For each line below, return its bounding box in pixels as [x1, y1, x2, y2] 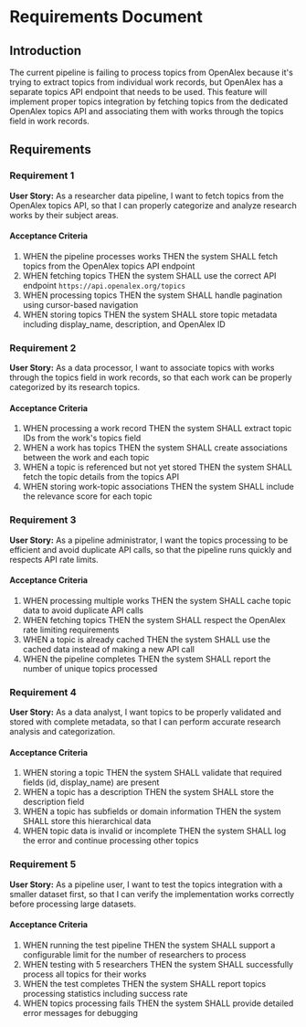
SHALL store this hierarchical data [22, 816, 152, 827]
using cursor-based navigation [22, 299, 139, 310]
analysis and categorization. [9, 726, 116, 737]
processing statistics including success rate [22, 988, 188, 999]
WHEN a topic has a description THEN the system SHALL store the [22, 787, 274, 798]
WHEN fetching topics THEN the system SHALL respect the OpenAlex [22, 614, 286, 625]
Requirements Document [9, 6, 204, 27]
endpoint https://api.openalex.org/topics [22, 280, 185, 291]
